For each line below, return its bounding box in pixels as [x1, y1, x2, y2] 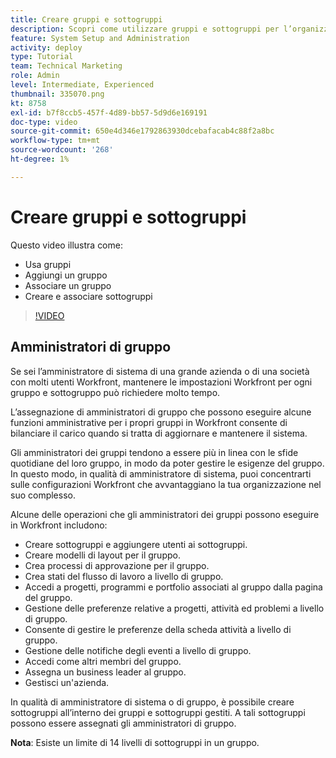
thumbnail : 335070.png [10, 89, 105, 99]
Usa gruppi [24, 258, 72, 270]
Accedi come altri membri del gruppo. [24, 655, 182, 667]
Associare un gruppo [24, 279, 112, 291]
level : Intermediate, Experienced [10, 80, 155, 90]
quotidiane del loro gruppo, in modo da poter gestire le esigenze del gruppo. [10, 457, 325, 469]
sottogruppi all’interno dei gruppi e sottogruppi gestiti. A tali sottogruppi [10, 706, 306, 718]
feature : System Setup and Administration [10, 33, 190, 43]
